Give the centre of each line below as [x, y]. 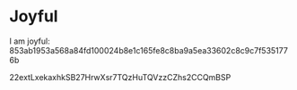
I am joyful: [30, 41]
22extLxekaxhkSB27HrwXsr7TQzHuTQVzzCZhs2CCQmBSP [120, 77]
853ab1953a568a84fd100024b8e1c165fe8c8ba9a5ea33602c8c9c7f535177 [149, 50]
